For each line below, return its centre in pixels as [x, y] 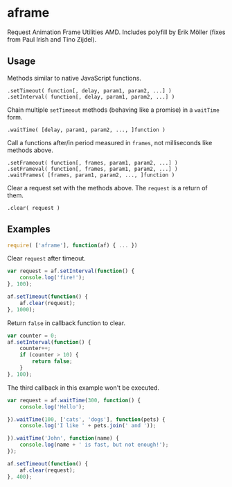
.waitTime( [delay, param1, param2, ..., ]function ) [87, 130]
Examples [29, 230]
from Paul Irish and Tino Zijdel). [52, 39]
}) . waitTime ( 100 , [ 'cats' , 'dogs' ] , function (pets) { [87, 419]
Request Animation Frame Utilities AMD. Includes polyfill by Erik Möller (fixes [116, 32]
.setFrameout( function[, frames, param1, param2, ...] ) [92, 163]
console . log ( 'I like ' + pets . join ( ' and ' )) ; [88, 426]
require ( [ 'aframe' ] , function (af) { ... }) [72, 245]
